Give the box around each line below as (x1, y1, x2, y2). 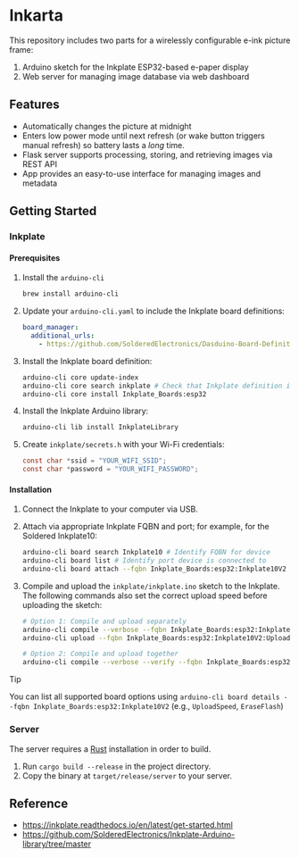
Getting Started (9, 204, 97, 219)
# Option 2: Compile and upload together (21, 649, 179, 659)
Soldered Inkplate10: (21, 530, 98, 541)
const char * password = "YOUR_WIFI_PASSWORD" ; (21, 465, 199, 474)
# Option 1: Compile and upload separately (21, 617, 187, 626)
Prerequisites (9, 252, 61, 263)
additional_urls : (30, 331, 96, 340)
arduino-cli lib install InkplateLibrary (21, 423, 179, 432)
